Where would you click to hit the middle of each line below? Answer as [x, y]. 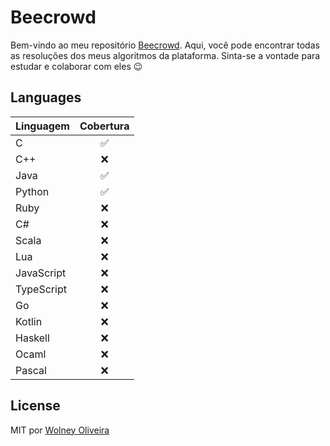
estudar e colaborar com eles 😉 [76, 66]
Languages [46, 97]
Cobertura [104, 126]
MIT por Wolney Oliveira [60, 430]
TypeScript [41, 289]
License [35, 406]
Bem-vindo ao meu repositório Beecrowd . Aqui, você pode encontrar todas [165, 45]
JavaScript [41, 273]
